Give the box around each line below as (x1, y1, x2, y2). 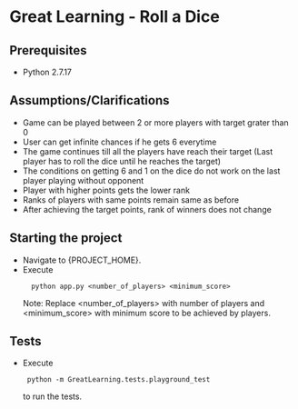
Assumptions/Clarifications (9, 93, 170, 108)
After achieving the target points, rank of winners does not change (22, 204, 273, 214)
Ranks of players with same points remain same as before (22, 194, 239, 205)
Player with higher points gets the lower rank (22, 185, 191, 195)
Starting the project (9, 230, 123, 246)
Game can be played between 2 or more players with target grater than (22, 116, 289, 128)
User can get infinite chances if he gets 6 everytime (22, 136, 217, 147)
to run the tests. (22, 391, 83, 402)
